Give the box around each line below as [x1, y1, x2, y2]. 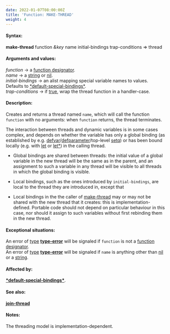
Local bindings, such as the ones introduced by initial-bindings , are [13, 178, 159, 184]
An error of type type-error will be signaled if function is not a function [6, 238, 155, 244]
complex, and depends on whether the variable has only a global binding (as [6, 131, 165, 138]
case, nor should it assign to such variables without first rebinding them [13, 210, 162, 216]
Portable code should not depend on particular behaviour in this [31, 204, 165, 211]
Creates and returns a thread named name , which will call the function [6, 111, 150, 117]
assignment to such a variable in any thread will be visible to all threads [13, 163, 162, 169]
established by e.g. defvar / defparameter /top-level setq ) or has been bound [6, 137, 162, 143]
